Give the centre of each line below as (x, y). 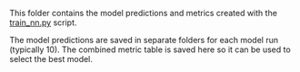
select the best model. (51, 59)
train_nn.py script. (43, 22)
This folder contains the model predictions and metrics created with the (143, 13)
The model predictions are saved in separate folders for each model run (144, 40)
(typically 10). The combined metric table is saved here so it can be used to (150, 49)
